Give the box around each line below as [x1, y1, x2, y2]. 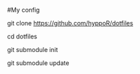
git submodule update [7, 59, 70, 67]
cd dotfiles [7, 32, 38, 40]
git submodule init [7, 46, 59, 53]
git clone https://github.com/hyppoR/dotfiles [7, 19, 133, 27]
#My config [7, 6, 40, 14]
